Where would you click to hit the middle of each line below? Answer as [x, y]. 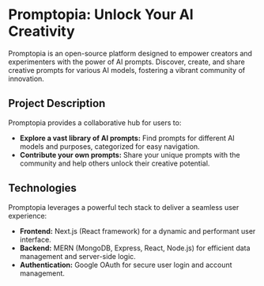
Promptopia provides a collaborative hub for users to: [95, 122]
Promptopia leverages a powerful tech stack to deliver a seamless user [124, 207]
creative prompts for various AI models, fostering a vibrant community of [127, 70]
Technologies [43, 188]
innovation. [26, 78]
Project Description [57, 103]
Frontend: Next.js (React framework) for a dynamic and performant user [138, 231]
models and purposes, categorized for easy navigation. [109, 146]
